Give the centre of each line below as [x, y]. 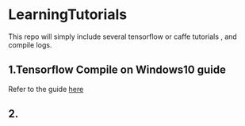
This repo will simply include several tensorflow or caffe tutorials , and [123, 36]
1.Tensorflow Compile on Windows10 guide [117, 70]
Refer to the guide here [46, 89]
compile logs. [30, 44]
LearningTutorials [68, 15]
